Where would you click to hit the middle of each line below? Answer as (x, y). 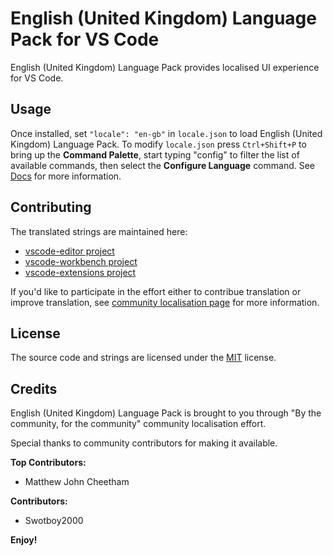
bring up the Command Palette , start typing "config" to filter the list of (155, 154)
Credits (34, 388)
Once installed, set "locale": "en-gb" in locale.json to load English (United (166, 133)
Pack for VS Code (85, 39)
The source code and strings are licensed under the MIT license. (143, 358)
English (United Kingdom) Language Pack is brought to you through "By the (166, 413)
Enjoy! (24, 540)
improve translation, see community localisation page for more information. (165, 302)
